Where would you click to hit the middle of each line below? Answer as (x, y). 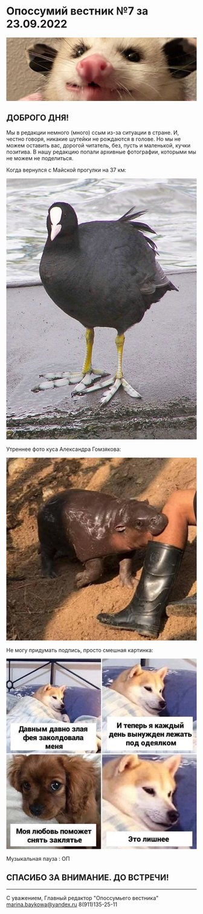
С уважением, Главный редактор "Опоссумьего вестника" (82, 898)
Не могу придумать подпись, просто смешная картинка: (80, 650)
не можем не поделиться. (40, 158)
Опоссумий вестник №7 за (77, 11)
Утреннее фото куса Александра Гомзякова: (64, 449)
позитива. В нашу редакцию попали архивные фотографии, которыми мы (101, 152)
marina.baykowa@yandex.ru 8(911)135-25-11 (62, 904)
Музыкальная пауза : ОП (38, 858)
